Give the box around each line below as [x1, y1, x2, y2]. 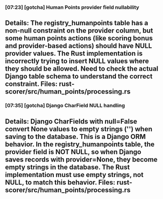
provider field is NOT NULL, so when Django [5, 148, 141, 156]
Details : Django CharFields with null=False [5, 117, 138, 125]
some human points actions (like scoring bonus [5, 34, 153, 42]
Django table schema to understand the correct [5, 72, 153, 80]
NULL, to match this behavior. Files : [5, 178, 116, 186]
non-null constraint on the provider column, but [5, 26, 153, 35]
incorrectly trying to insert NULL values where [5, 57, 149, 65]
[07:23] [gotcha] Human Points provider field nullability [5, 4, 140, 11]
